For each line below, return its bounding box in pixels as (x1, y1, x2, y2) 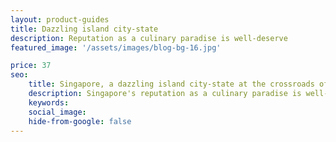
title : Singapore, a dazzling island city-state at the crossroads (28, 79, 315, 90)
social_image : (28, 107, 87, 117)
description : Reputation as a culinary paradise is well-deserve (10, 33, 288, 43)
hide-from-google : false (28, 116, 132, 126)
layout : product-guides (10, 14, 110, 25)
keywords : (28, 97, 70, 108)
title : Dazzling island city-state (10, 24, 159, 34)
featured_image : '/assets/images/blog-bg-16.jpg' (10, 42, 222, 53)
